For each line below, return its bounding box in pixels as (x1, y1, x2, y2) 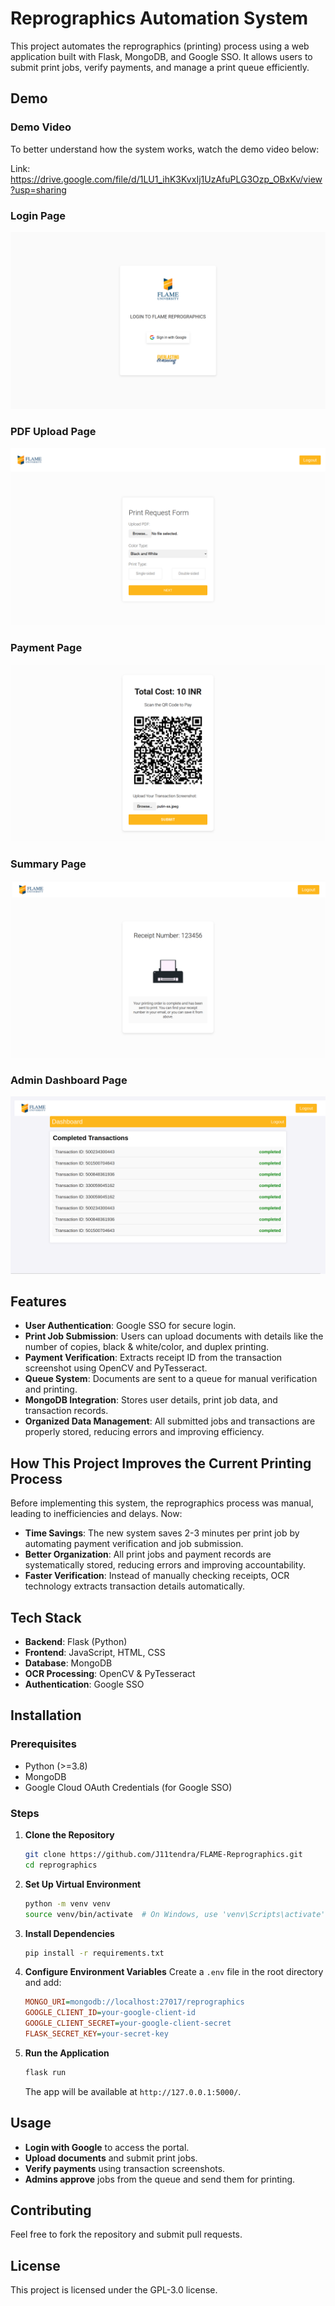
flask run (24, 2067, 67, 2077)
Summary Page (10, 857, 87, 871)
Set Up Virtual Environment (24, 1878, 142, 1890)
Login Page (10, 208, 67, 222)
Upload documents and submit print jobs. (24, 2152, 198, 2164)
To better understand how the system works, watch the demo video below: (10, 143, 320, 155)
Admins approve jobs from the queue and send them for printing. (24, 2173, 296, 2185)
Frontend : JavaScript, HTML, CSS (24, 1647, 166, 1659)
